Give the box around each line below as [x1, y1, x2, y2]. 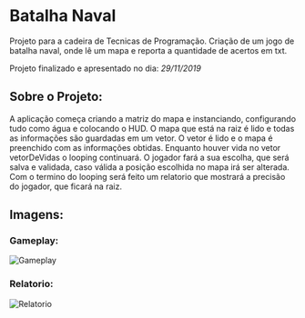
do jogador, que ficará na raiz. [9, 181, 123, 192]
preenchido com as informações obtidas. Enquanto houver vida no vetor [9, 142, 281, 153]
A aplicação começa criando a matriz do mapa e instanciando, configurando [9, 113, 297, 124]
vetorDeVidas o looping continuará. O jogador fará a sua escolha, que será [9, 152, 290, 163]
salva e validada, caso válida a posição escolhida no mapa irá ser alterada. [9, 161, 290, 173]
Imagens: [9, 207, 64, 223]
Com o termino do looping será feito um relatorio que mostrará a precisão [9, 171, 286, 182]
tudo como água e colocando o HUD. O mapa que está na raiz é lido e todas [9, 123, 295, 134]
